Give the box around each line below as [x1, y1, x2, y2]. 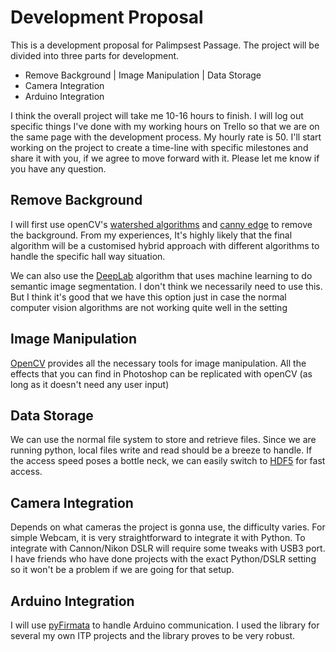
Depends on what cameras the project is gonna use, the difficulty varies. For [10, 521, 326, 533]
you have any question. [10, 162, 107, 175]
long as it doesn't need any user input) [10, 378, 170, 390]
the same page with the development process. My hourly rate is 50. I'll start [10, 131, 322, 143]
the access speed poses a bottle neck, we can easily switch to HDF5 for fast [10, 455, 326, 467]
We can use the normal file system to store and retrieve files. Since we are [10, 434, 317, 446]
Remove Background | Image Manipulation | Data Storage [24, 69, 262, 81]
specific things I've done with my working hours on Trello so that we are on [10, 120, 320, 132]
